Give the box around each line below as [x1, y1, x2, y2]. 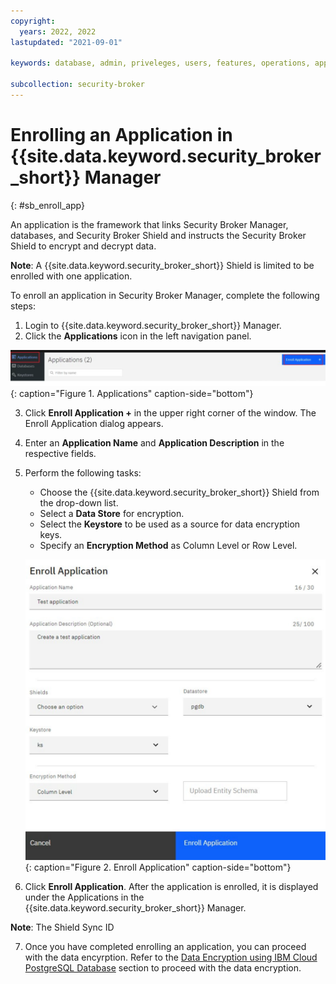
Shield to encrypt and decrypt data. [10, 240, 157, 252]
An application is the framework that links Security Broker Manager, [10, 218, 289, 230]
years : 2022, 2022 [19, 26, 97, 37]
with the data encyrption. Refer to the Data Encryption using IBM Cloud [24, 951, 318, 963]
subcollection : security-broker [10, 80, 145, 90]
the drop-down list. [39, 497, 119, 509]
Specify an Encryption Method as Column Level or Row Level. [39, 540, 298, 552]
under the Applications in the [24, 891, 145, 903]
